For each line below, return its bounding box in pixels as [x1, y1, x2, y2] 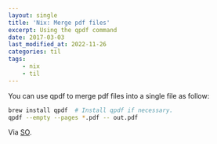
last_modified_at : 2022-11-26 [8, 41, 107, 49]
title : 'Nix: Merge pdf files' [8, 19, 110, 27]
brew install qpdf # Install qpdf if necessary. [8, 106, 174, 114]
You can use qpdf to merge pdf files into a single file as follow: [8, 91, 210, 100]
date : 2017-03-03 [8, 33, 65, 41]
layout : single [8, 11, 58, 20]
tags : [8, 56, 26, 63]
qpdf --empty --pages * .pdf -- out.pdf [8, 113, 139, 121]
